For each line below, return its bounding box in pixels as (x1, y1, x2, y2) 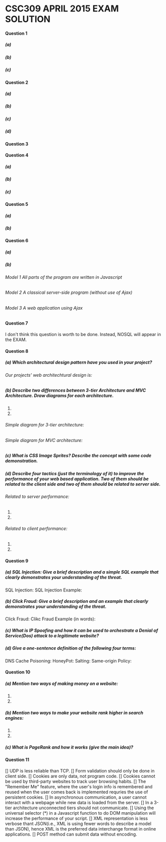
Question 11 (5, 757, 30, 763)
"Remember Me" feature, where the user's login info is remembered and (5, 783, 153, 789)
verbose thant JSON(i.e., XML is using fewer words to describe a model (5, 821, 152, 827)
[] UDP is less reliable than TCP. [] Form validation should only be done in (5, 767, 155, 773)
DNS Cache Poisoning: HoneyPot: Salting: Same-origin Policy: (5, 658, 132, 664)
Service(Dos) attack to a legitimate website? (5, 633, 99, 639)
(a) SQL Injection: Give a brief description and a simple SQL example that (5, 569, 159, 575)
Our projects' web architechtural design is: (5, 372, 93, 378)
